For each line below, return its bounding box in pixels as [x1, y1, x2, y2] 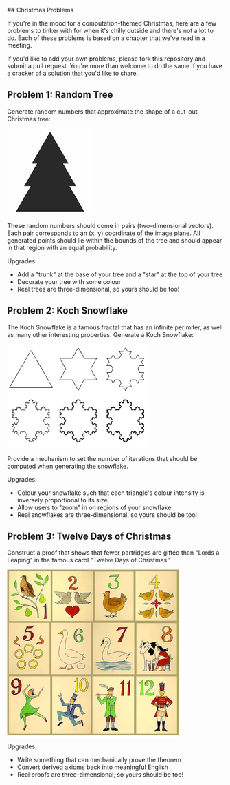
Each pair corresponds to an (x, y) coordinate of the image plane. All [7, 229, 200, 237]
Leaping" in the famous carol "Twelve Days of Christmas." [7, 556, 172, 564]
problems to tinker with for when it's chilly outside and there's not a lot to [7, 27, 214, 34]
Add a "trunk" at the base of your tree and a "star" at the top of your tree [16, 270, 223, 278]
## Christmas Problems [7, 6, 74, 14]
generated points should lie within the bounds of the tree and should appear [7, 236, 222, 244]
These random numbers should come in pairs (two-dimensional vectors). [7, 221, 214, 230]
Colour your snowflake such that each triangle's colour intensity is [16, 489, 205, 497]
